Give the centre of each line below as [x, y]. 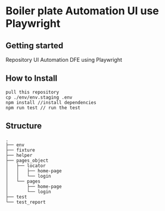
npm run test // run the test [43, 108]
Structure [24, 126]
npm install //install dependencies [51, 102]
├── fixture [20, 150]
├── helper [19, 155]
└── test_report [26, 202]
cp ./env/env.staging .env [39, 97]
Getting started [35, 45]
